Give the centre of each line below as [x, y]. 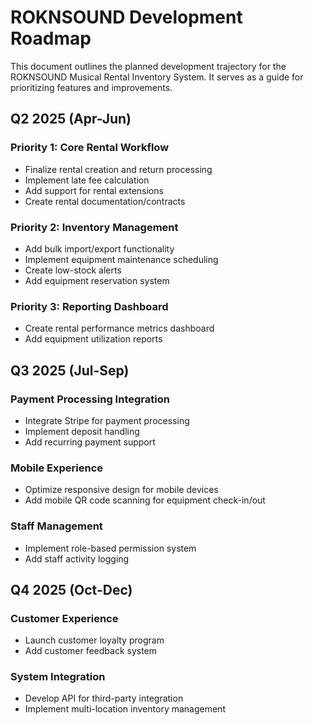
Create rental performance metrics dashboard [119, 328]
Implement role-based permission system [110, 548]
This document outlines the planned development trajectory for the [148, 66]
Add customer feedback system [91, 651]
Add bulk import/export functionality [99, 248]
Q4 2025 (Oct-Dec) [71, 589]
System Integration [58, 677]
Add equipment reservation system [97, 280]
